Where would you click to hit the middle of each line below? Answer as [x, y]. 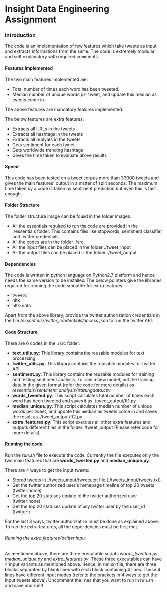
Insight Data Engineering [57, 9]
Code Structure [21, 332]
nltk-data [22, 306]
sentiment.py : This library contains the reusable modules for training [83, 374]
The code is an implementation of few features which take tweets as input [81, 46]
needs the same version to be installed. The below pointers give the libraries [83, 280]
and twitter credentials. [36, 237]
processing [24, 358]
